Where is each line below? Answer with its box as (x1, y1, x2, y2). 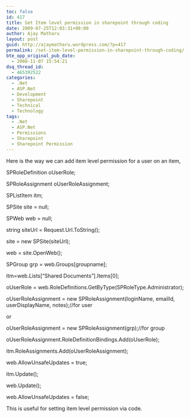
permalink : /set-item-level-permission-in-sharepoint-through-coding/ (6, 47, 185, 53)
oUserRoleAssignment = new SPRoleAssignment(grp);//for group (6, 324, 165, 331)
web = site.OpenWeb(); (6, 249, 63, 256)
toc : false (6, 8, 33, 15)
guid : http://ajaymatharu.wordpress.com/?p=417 (6, 42, 126, 48)
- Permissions (11, 130, 46, 136)
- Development (11, 91, 46, 97)
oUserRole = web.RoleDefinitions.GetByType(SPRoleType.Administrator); (6, 283, 184, 291)
